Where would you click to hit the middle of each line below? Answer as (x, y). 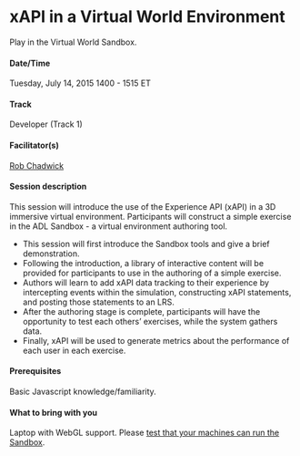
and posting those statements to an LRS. (99, 302)
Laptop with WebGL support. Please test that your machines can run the (145, 433)
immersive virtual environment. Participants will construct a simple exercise (150, 216)
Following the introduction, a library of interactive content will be (143, 263)
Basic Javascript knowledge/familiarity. (83, 391)
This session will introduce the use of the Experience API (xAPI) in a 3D (143, 206)
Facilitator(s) (34, 145)
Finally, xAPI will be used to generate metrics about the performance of (156, 340)
